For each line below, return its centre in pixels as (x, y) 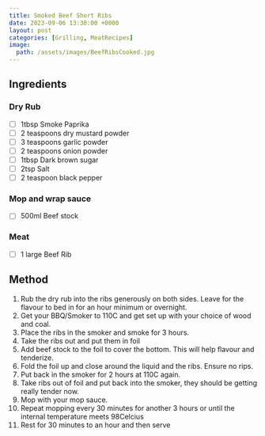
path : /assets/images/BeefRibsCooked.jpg (85, 52)
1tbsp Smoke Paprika (55, 124)
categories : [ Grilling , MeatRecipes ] (71, 38)
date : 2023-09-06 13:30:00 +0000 (64, 23)
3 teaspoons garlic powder (64, 142)
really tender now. (50, 391)
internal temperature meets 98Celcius (82, 416)
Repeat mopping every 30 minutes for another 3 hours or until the (128, 408)
